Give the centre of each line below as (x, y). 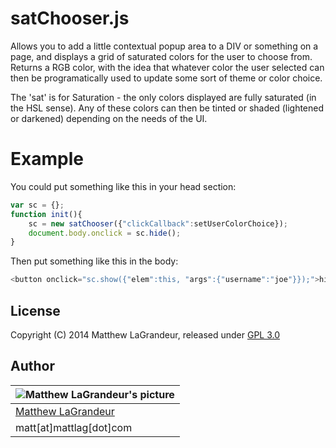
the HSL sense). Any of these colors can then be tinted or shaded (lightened (167, 108)
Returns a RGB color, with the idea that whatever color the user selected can (167, 67)
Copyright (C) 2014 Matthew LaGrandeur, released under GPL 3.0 (145, 334)
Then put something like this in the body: (94, 261)
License (35, 310)
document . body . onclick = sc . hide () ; (105, 233)
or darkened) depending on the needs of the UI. (109, 118)
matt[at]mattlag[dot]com (74, 427)
